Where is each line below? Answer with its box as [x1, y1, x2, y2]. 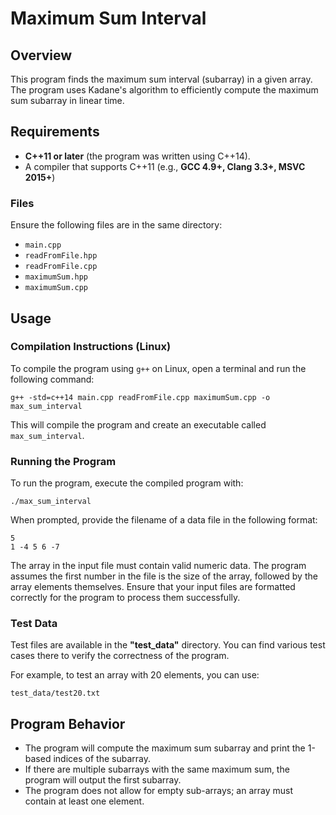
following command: [10, 373, 95, 385]
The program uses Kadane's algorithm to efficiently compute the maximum [10, 84, 319, 96]
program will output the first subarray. [24, 774, 182, 786]
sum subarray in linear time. [10, 95, 125, 106]
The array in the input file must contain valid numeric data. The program [10, 560, 307, 572]
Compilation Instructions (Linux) [10, 340, 172, 354]
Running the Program [10, 454, 117, 468]
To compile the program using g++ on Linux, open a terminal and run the [10, 362, 307, 374]
